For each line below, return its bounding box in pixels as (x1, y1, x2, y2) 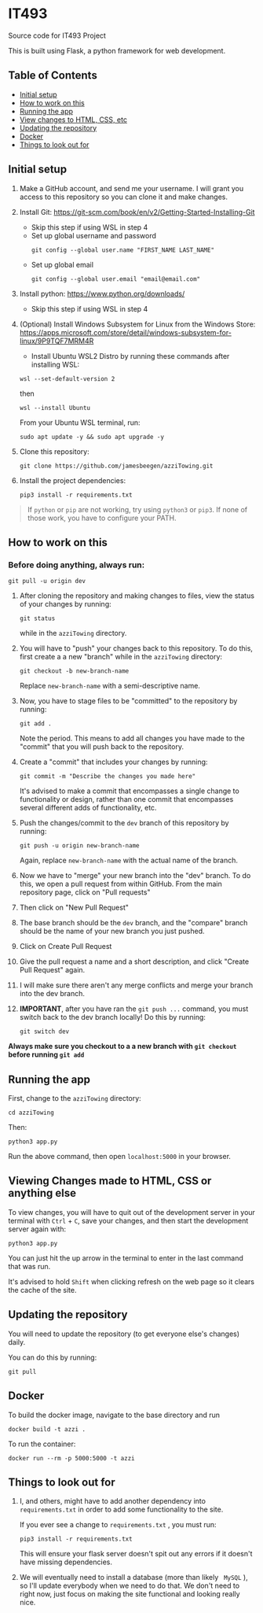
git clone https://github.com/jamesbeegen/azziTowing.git (19, 462, 214, 470)
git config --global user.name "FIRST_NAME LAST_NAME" (31, 245, 214, 254)
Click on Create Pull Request (19, 942, 112, 951)
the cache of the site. (8, 1285, 77, 1294)
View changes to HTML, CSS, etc (19, 115, 128, 124)
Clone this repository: (19, 446, 89, 456)
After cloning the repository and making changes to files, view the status (19, 591, 255, 600)
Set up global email (31, 260, 94, 269)
